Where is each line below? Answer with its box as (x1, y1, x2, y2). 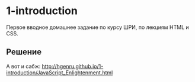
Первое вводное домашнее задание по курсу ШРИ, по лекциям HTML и (6, 24, 190, 31)
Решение (6, 47, 42, 57)
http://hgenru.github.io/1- (41, 63, 104, 70)
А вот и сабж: (6, 63, 41, 70)
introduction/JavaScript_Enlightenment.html (6, 69, 113, 76)
